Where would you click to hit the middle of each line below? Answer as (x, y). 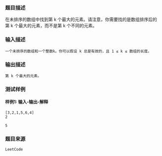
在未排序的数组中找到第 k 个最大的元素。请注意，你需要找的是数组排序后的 (81, 19)
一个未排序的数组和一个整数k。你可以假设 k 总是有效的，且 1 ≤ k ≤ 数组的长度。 (78, 51)
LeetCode (14, 150)
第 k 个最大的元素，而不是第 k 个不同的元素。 (51, 26)
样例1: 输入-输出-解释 (27, 102)
